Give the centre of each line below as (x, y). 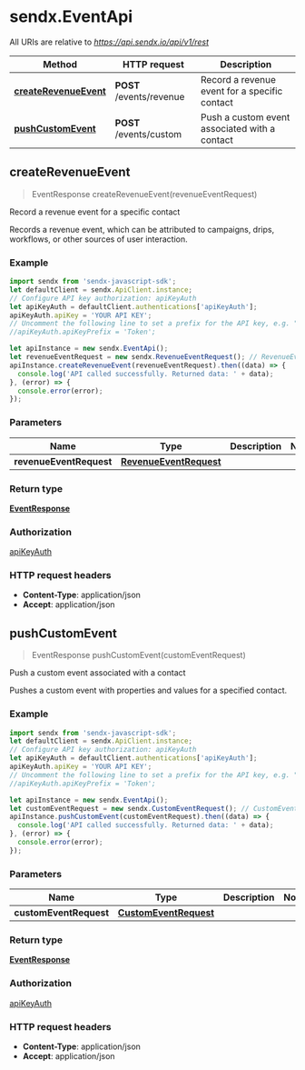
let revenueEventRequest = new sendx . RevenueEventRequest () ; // (133, 357)
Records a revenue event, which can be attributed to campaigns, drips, (142, 229)
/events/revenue (150, 96)
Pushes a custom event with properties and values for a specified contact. (148, 690)
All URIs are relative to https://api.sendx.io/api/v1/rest (109, 42)
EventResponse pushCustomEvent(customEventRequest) (139, 655)
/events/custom (148, 134)
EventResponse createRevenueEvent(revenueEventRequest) (144, 194)
